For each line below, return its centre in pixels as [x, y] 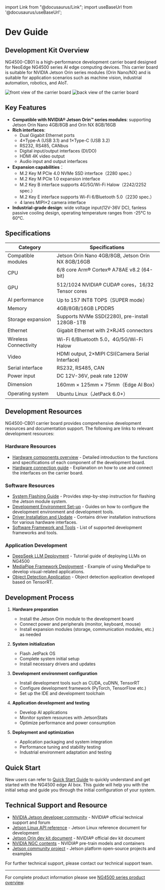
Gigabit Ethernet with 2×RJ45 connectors [105, 330]
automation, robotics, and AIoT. [37, 83]
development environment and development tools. [63, 512]
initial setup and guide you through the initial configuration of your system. [80, 790]
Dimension [20, 384]
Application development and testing [51, 703]
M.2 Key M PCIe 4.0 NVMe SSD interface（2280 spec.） [77, 173]
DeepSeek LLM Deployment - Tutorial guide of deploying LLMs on [79, 556]
